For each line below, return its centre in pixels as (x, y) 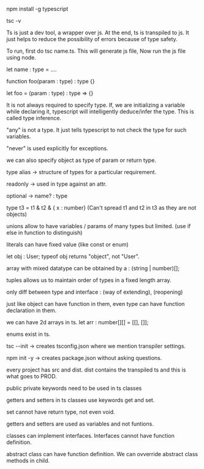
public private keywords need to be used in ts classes (74, 388)
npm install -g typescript (37, 9)
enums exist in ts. (28, 334)
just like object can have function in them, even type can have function (96, 304)
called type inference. (34, 118)
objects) (17, 214)
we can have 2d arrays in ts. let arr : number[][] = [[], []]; (77, 322)
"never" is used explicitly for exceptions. (57, 148)
